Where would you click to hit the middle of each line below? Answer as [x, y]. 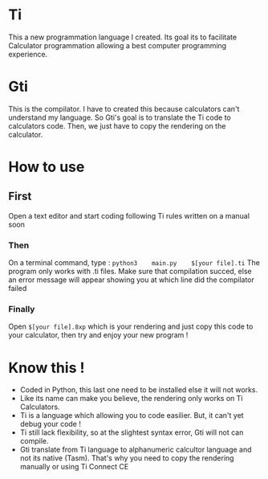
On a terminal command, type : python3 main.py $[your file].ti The [134, 263]
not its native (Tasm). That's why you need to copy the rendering [127, 458]
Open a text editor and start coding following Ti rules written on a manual [129, 215]
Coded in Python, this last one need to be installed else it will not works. [139, 390]
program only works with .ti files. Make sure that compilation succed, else [130, 272]
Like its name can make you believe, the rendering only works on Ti [131, 399]
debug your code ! [51, 424]
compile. [35, 441]
